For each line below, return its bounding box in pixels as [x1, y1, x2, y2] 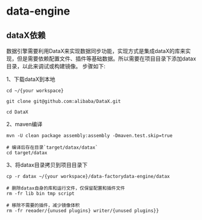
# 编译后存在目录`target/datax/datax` [6, 144, 99, 151]
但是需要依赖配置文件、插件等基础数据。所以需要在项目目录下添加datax [16, 55, 197, 62]
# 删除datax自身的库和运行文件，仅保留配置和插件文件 [6, 185, 125, 191]
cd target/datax [6, 150, 47, 156]
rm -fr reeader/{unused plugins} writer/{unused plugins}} [6, 208, 159, 214]
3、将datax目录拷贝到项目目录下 [6, 161, 88, 168]
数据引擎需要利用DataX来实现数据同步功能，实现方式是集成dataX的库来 [6, 48, 186, 54]
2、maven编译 [6, 121, 43, 127]
